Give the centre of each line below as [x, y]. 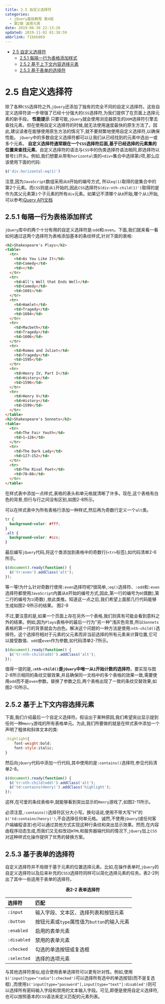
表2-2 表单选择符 [83, 889]
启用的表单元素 [52, 931]
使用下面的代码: [25, 162]
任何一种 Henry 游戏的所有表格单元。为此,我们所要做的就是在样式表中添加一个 [82, 723]
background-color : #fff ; [35, 524]
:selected [19, 958]
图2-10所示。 [18, 687]
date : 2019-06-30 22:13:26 [33, 28]
